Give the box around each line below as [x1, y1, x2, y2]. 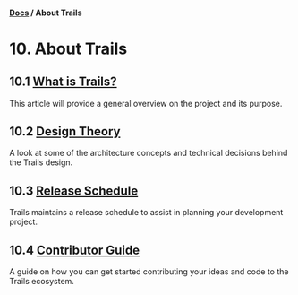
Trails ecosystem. [9, 276, 74, 287]
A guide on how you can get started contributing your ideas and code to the [9, 266, 289, 277]
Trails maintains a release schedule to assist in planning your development [9, 207, 284, 218]
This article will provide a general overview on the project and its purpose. [9, 98, 283, 108]
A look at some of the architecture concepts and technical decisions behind [9, 148, 288, 159]
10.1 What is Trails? [9, 74, 118, 90]
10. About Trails [9, 39, 128, 58]
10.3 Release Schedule [9, 183, 139, 198]
